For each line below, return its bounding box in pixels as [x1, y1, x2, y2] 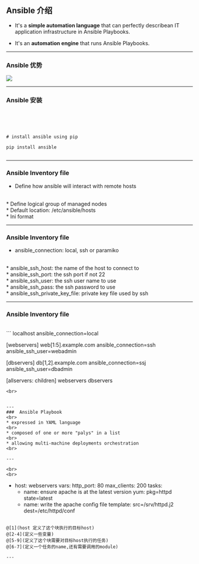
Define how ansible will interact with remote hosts [14, 182, 137, 189]
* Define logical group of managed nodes [6, 200, 107, 207]
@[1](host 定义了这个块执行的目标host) [6, 525, 95, 531]
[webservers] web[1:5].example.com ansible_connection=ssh [6, 341, 156, 348]
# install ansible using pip [6, 134, 78, 140]
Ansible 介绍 [6, 5, 53, 16]
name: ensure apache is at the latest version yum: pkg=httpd [23, 489, 172, 496]
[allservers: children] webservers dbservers [6, 377, 113, 384]
